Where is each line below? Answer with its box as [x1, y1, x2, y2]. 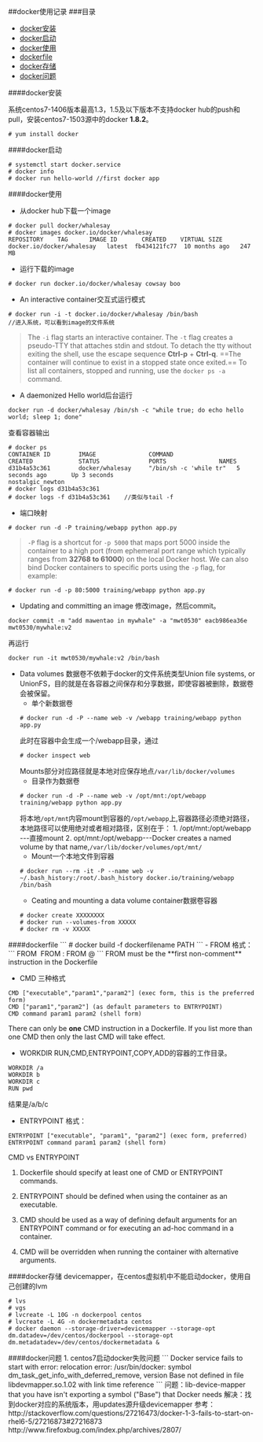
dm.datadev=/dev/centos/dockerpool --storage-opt [8, 1332, 174, 1340]
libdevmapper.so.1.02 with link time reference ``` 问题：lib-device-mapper [8, 1380, 246, 1389]
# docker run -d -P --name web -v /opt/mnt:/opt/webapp [19, 792, 206, 800]
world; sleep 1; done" [8, 413, 82, 421]
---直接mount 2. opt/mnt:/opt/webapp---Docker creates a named [19, 834, 232, 842]
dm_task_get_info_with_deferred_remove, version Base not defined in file [8, 1370, 244, 1380]
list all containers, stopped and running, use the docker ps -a [27, 366, 226, 375]
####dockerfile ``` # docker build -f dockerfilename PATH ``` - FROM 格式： [8, 940, 254, 949]
